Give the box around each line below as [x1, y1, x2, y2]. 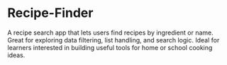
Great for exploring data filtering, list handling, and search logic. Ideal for [7, 35, 220, 44]
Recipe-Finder [7, 5, 94, 21]
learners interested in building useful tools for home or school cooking [7, 43, 213, 52]
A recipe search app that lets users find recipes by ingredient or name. [7, 28, 214, 37]
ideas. [7, 51, 26, 59]
